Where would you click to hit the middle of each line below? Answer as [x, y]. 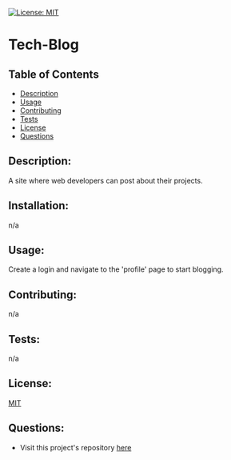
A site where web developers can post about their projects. [106, 180]
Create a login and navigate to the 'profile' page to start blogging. [116, 269]
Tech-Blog [44, 45]
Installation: [39, 206]
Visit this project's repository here [76, 447]
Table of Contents [54, 74]
